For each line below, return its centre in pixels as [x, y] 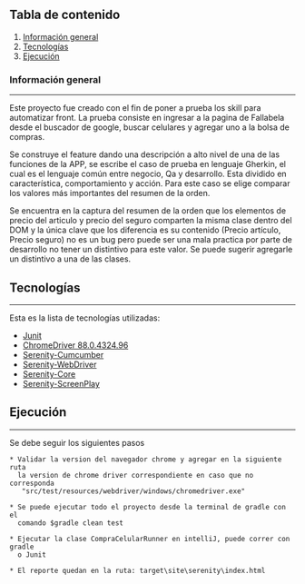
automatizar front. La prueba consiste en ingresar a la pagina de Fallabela [147, 118]
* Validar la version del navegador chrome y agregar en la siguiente [146, 459]
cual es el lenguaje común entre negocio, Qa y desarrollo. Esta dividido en [148, 174]
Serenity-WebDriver [59, 364]
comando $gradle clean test [71, 523]
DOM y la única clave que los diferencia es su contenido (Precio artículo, [145, 230]
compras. [27, 137]
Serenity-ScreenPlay [61, 383]
